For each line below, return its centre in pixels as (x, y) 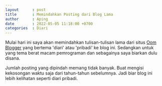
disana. (13, 58)
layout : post (26, 10)
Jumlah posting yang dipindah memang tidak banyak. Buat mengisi (74, 68)
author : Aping (27, 19)
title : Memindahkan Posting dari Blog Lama (59, 14)
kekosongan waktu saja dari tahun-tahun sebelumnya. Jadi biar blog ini (79, 73)
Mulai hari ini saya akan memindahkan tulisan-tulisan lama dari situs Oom (81, 42)
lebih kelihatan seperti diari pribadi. (42, 79)
